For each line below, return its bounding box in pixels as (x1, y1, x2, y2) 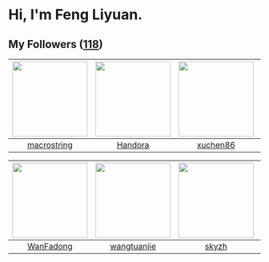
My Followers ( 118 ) (8, 38, 103, 51)
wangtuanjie (110, 241, 156, 252)
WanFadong (26, 241, 74, 252)
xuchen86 (196, 140, 236, 150)
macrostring (26, 140, 74, 150)
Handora (116, 140, 150, 150)
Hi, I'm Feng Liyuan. (8, 6, 143, 24)
